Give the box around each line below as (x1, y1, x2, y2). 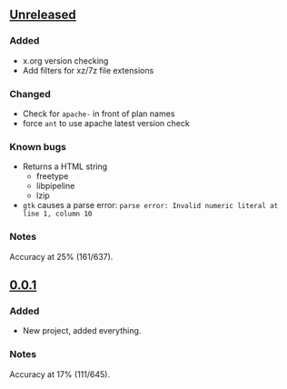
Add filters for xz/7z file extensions (22, 65, 154, 75)
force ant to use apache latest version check (22, 117, 191, 128)
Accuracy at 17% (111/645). (9, 368, 111, 380)
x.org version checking (22, 55, 109, 66)
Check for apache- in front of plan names (22, 108, 175, 119)
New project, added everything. (22, 325, 142, 336)
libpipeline (35, 181, 75, 192)
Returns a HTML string (22, 161, 108, 172)
